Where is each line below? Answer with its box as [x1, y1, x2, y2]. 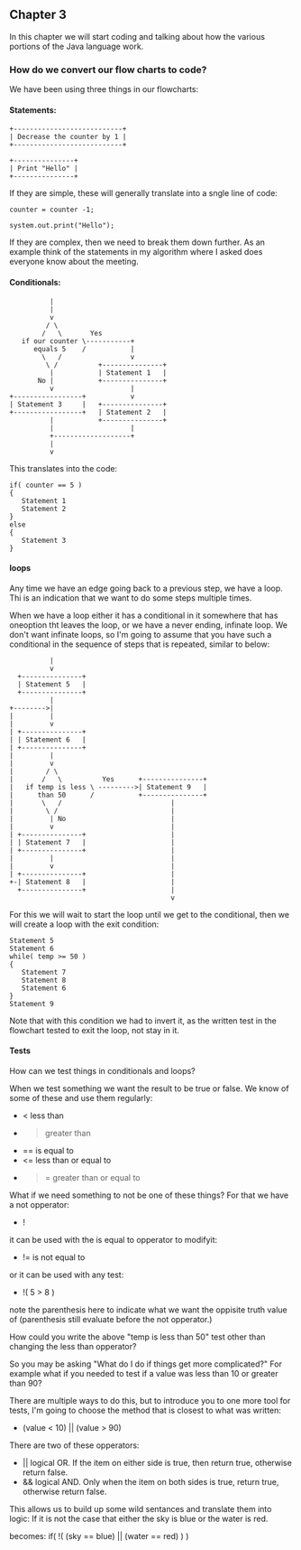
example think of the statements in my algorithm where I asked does [9, 247, 263, 257]
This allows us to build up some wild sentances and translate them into [9, 1503, 272, 1514]
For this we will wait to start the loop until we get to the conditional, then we [9, 909, 290, 920]
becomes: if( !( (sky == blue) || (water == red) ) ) [9, 1530, 189, 1541]
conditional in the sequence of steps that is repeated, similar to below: [9, 639, 270, 649]
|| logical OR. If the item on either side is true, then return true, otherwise [22, 1457, 293, 1468]
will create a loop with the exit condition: [9, 919, 160, 929]
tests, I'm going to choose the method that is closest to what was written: [9, 1405, 282, 1415]
